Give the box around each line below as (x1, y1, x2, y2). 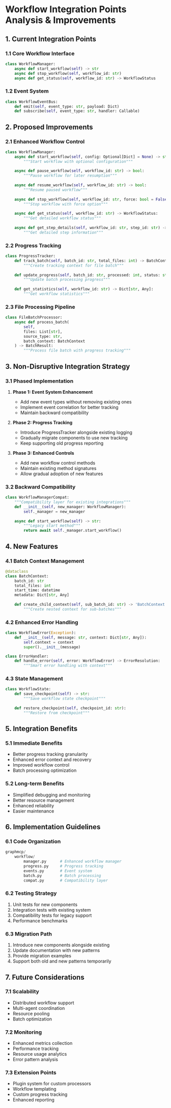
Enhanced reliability (12, 802, 54, 808)
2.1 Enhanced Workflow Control (5, 138, 85, 145)
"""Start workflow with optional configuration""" (23, 159, 133, 164)
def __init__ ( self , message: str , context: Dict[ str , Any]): (14, 635, 147, 640)
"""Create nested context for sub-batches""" (23, 606, 122, 611)
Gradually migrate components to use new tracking (20, 434, 128, 441)
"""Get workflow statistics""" (23, 291, 90, 297)
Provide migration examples (12, 953, 71, 959)
